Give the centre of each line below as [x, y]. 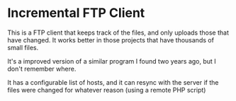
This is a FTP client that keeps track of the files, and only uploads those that [118, 32]
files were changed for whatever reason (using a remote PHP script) [107, 90]
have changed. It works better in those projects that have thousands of [111, 40]
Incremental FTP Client [76, 13]
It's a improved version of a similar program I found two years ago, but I [112, 61]
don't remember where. [42, 69]
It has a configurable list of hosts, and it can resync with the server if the [113, 82]
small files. [23, 47]
